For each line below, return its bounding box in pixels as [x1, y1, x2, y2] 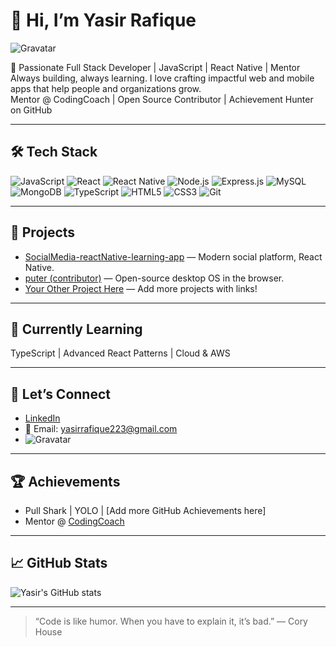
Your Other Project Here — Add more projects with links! [24, 282, 258, 294]
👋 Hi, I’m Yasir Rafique [10, 9, 197, 32]
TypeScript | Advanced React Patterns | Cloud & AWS [10, 347, 231, 359]
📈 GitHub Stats [10, 555, 108, 572]
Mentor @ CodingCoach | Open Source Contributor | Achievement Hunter [10, 93, 314, 105]
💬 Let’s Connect [10, 385, 111, 403]
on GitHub [10, 104, 53, 116]
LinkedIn [24, 412, 61, 424]
